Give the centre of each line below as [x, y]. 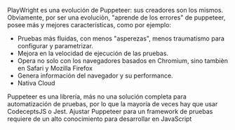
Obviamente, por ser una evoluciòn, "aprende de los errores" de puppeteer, [116, 17]
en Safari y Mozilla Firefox [55, 68]
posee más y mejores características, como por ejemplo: [89, 25]
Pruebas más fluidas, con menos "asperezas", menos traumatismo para [121, 38]
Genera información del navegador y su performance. [95, 75]
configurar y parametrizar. [55, 46]
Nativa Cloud [36, 83]
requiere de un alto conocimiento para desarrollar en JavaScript [100, 119]
